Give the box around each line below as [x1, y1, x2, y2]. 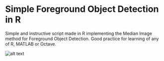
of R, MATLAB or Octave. [5, 41, 56, 47]
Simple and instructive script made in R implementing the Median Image [5, 30, 153, 36]
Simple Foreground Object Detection [5, 3, 159, 15]
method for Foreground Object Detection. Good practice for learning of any [5, 36, 159, 42]
